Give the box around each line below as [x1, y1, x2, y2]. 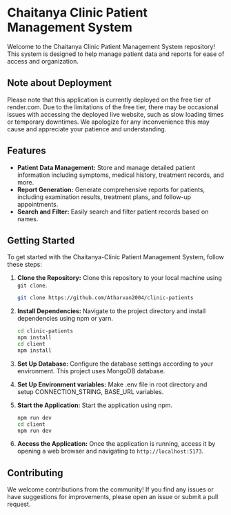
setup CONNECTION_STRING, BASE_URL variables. [17, 387, 164, 395]
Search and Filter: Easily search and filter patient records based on [17, 207, 209, 216]
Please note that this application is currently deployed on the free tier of [7, 95, 212, 104]
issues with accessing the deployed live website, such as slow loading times [7, 110, 224, 118]
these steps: [7, 261, 43, 269]
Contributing [7, 467, 63, 478]
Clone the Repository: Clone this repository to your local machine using [17, 274, 222, 282]
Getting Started [7, 234, 75, 246]
